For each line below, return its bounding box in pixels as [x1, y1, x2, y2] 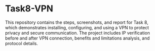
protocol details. [5, 40, 39, 46]
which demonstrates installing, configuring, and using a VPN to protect [5, 24, 149, 30]
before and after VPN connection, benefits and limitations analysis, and [5, 35, 150, 41]
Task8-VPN [5, 3, 53, 14]
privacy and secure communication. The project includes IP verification [5, 30, 150, 36]
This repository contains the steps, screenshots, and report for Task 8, [5, 19, 149, 25]
